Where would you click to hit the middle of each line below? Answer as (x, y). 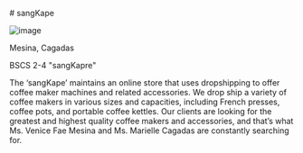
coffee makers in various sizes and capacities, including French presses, (145, 102)
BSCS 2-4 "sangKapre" (53, 65)
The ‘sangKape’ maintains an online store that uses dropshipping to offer (145, 83)
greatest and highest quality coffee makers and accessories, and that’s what (151, 121)
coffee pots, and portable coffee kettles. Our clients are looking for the (141, 111)
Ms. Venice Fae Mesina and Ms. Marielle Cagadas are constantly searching (149, 130)
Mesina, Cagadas (42, 48)
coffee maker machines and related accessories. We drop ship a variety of (148, 92)
